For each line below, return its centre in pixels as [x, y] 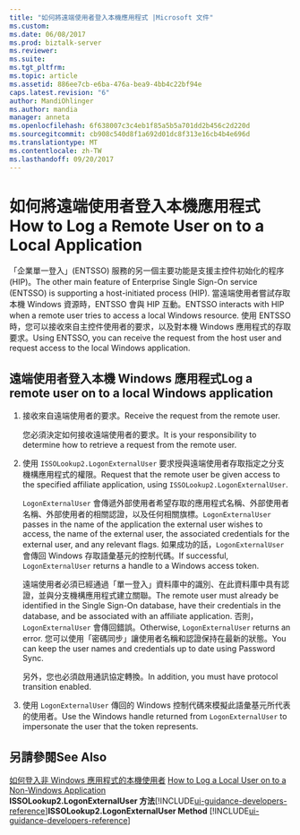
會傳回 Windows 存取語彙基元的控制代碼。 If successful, [125, 555]
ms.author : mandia [43, 109]
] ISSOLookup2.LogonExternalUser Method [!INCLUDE [146, 811]
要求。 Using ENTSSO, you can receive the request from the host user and [146, 338]
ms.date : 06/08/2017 [48, 34]
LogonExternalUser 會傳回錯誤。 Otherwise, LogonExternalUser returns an [156, 627]
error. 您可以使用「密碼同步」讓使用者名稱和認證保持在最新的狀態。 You [154, 639]
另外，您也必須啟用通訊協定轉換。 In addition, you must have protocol [150, 676]
